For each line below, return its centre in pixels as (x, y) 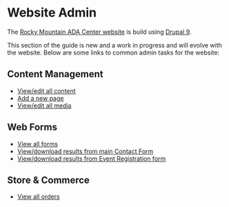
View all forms (38, 144)
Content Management (55, 74)
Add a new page (40, 98)
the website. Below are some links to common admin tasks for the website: (113, 52)
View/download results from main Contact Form (85, 151)
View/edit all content (46, 90)
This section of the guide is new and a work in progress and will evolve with (115, 45)
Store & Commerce (48, 180)
